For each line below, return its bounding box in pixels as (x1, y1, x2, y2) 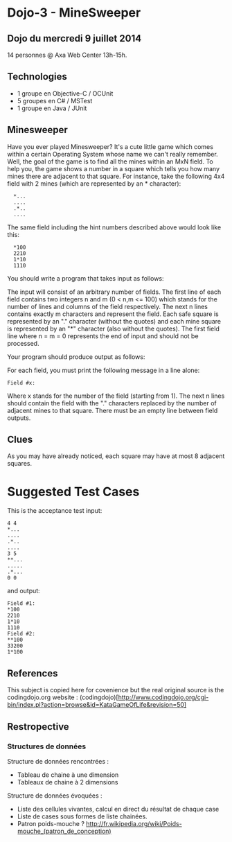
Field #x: (7, 379, 36, 386)
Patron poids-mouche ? (17, 819, 85, 827)
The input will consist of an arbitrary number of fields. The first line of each (7, 288, 222, 296)
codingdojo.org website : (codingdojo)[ (7, 693, 119, 701)
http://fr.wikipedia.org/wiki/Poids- (86, 819, 182, 827)
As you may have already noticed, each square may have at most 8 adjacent (7, 452, 225, 460)
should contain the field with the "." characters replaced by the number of (7, 398, 217, 407)
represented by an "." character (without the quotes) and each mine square (7, 317, 222, 325)
